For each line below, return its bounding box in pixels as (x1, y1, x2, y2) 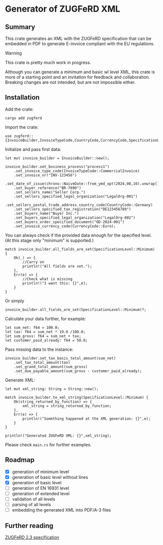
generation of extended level (12, 491, 70, 496)
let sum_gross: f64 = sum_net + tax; (5, 334, 81, 339)
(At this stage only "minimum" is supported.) (5, 237, 94, 243)
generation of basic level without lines (12, 474, 88, 480)
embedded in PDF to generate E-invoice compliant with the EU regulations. (5, 41, 155, 47)
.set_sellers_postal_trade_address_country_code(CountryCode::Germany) (5, 203, 153, 207)
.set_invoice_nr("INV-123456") (14, 172, 77, 178)
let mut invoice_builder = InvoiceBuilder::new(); (5, 155, 110, 161)
